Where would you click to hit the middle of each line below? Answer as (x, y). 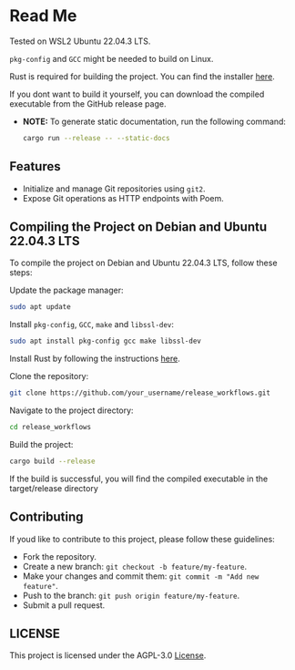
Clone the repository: (49, 376)
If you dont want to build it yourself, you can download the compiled (137, 94)
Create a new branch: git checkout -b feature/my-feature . (135, 566)
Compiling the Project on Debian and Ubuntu (138, 227)
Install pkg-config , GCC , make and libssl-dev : (92, 325)
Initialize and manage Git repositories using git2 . (114, 189)
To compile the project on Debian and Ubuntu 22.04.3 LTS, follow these (143, 263)
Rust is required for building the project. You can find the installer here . (142, 76)
